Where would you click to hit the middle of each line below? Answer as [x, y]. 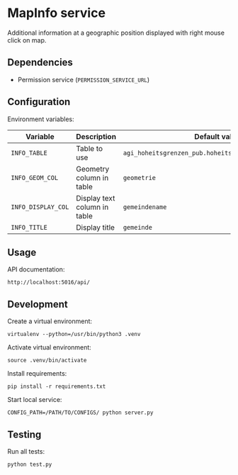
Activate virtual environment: [50, 347]
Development [38, 304]
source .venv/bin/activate [47, 361]
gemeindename [145, 207]
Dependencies [40, 63]
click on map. [27, 40]
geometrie [140, 178]
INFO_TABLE [29, 153]
